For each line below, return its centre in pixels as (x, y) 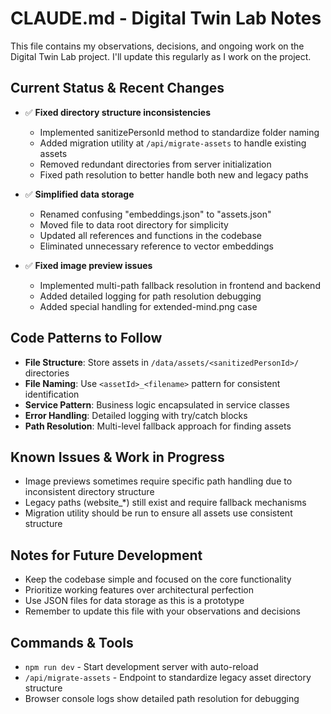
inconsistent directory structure (89, 492)
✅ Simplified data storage (79, 194)
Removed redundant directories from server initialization (155, 164)
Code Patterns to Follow (86, 338)
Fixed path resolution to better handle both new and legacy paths (174, 174)
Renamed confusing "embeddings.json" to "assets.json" (155, 214)
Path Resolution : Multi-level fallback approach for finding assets (158, 426)
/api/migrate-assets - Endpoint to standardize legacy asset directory (168, 677)
